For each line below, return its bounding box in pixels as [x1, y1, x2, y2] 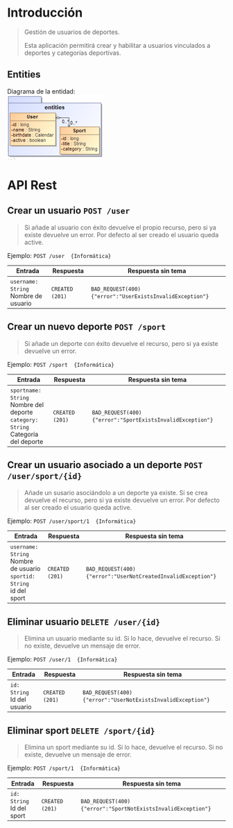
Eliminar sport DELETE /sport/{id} [7, 725, 155, 736]
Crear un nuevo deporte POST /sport [7, 321, 166, 333]
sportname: [10, 387, 42, 394]
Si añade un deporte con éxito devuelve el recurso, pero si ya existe [24, 339, 218, 347]
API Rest [7, 177, 58, 193]
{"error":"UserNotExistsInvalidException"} [82, 696, 210, 703]
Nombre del [10, 400, 44, 408]
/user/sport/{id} [7, 472, 82, 481]
